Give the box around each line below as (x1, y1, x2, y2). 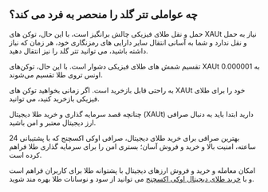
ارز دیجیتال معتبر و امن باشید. (9, 117, 97, 127)
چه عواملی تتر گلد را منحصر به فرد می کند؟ (9, 8, 198, 22)
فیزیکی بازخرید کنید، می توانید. (9, 93, 100, 104)
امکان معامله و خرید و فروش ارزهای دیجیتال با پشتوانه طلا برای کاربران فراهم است (9, 165, 256, 175)
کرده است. (9, 150, 42, 159)
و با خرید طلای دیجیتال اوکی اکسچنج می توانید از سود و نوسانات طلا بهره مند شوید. (9, 174, 254, 183)
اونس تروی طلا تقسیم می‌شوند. (9, 69, 103, 80)
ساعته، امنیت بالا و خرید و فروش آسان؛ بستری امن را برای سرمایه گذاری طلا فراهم (9, 141, 256, 151)
